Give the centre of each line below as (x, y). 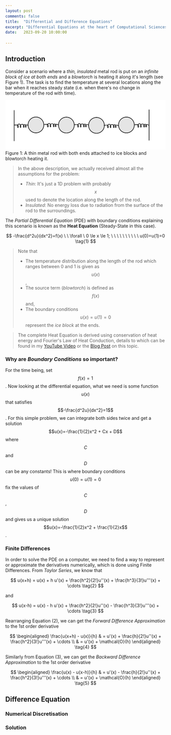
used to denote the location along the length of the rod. (83, 200)
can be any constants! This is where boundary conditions (65, 471)
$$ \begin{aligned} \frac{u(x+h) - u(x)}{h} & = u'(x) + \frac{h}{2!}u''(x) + (85, 636)
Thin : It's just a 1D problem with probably (68, 183)
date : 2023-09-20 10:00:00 (36, 32)
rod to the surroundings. (51, 210)
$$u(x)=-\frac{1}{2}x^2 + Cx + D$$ (85, 432)
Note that (27, 251)
